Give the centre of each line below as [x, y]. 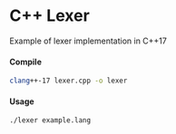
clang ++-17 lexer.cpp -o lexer [68, 81]
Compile [26, 62]
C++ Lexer [50, 16]
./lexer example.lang [50, 120]
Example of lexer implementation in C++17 [88, 41]
